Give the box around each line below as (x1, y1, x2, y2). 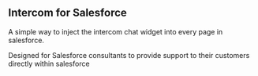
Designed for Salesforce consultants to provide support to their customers (8, 50, 250, 60)
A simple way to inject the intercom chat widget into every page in (8, 27, 223, 36)
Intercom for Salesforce (8, 6, 128, 20)
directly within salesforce (8, 59, 90, 68)
